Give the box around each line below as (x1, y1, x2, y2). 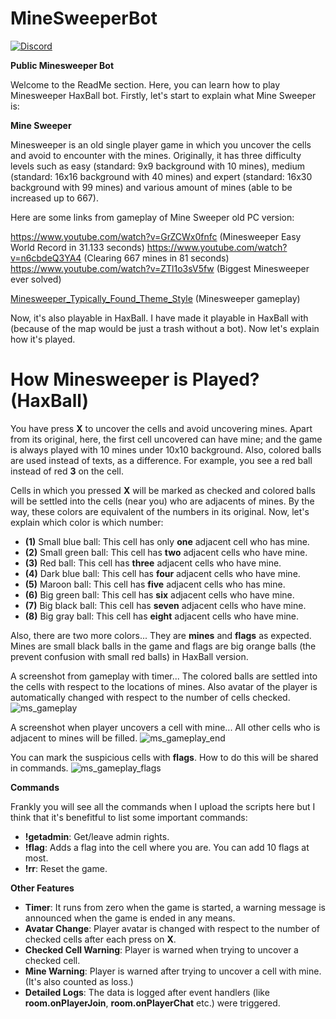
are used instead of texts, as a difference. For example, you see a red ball (10, 454, 313, 466)
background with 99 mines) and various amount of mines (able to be (10, 181, 293, 193)
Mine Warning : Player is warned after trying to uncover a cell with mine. (24, 965, 322, 977)
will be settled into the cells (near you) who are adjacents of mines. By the (10, 495, 315, 507)
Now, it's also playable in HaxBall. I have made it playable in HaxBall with (10, 312, 309, 324)
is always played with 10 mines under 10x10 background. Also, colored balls (10, 443, 322, 456)
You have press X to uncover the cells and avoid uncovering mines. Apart (10, 422, 313, 434)
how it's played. (10, 333, 76, 345)
